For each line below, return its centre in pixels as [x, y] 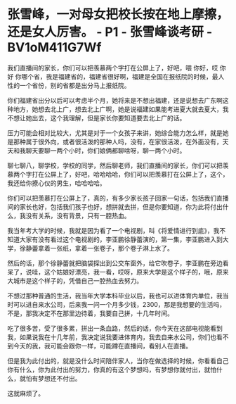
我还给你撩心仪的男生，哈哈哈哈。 [57, 183]
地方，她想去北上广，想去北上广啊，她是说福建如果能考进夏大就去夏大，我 [121, 109]
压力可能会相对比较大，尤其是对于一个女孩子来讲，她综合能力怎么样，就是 [115, 133]
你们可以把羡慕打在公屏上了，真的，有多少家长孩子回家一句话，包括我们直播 [118, 198]
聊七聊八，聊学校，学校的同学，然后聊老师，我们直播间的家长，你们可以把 [115, 165]
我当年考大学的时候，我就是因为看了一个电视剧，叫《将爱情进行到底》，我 [113, 230]
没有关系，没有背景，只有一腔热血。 [78, 215]
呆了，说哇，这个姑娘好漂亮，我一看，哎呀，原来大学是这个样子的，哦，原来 [118, 272]
